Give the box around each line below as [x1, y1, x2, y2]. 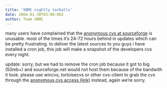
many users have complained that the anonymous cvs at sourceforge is [5, 30, 152, 36]
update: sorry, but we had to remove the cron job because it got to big [5, 61, 150, 67]
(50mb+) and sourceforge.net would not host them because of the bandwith [5, 66, 162, 72]
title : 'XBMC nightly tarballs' [5, 7, 72, 12]
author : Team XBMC [5, 16, 43, 21]
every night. [5, 51, 30, 57]
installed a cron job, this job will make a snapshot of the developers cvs [5, 46, 152, 52]
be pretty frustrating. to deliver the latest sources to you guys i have [5, 41, 145, 47]
